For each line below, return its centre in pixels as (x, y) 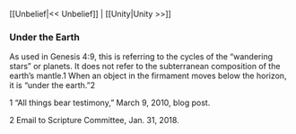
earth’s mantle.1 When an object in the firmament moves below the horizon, (148, 76)
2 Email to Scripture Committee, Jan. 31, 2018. (94, 121)
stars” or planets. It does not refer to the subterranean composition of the (145, 67)
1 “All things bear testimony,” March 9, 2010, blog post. (110, 103)
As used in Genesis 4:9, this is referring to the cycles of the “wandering (141, 57)
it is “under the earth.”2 (52, 85)
